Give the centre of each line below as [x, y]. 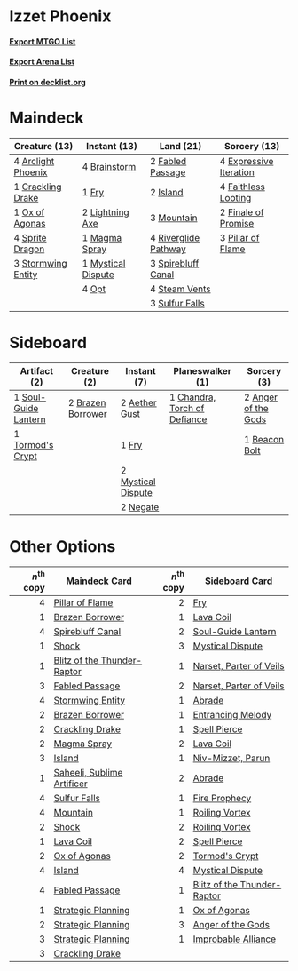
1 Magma [102, 237]
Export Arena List [42, 62]
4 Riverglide [175, 237]
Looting [235, 197]
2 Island [166, 192]
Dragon [29, 249]
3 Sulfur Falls [177, 303]
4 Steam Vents [180, 289]
